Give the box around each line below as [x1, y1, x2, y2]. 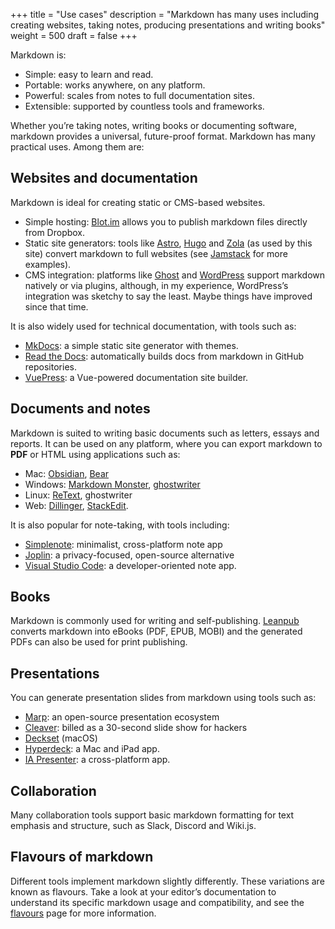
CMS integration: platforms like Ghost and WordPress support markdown [24, 269, 326, 281]
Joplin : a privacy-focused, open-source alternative [24, 549, 235, 561]
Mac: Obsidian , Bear [24, 467, 110, 479]
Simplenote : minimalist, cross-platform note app [24, 538, 223, 550]
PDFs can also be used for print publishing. [10, 636, 188, 648]
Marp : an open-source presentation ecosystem [24, 711, 220, 723]
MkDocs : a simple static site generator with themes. [24, 339, 239, 351]
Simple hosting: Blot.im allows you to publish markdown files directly [24, 215, 308, 228]
